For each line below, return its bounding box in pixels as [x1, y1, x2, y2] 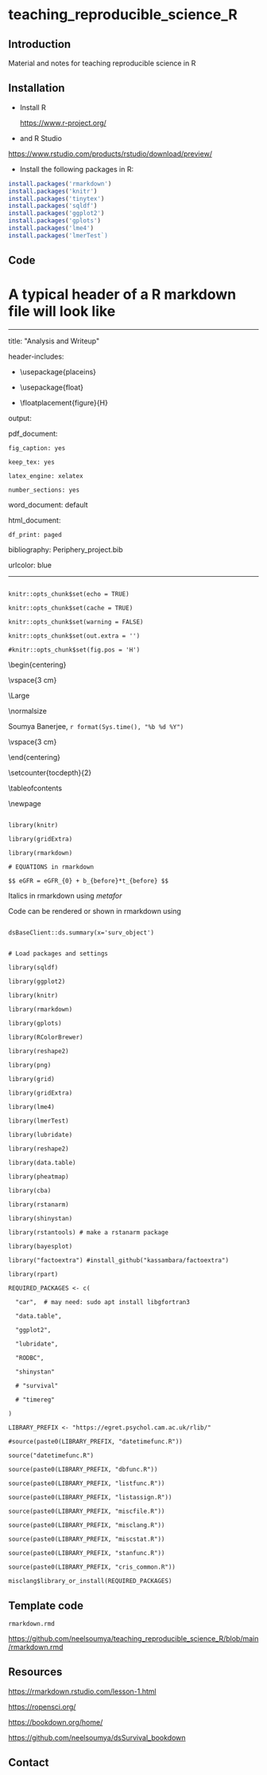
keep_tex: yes [8, 458, 56, 467]
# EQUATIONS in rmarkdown [8, 863, 94, 872]
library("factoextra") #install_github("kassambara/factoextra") [8, 1256, 229, 1264]
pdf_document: [8, 429, 58, 439]
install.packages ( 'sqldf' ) [8, 202, 98, 210]
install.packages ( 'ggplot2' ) [8, 210, 105, 217]
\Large [8, 691, 30, 700]
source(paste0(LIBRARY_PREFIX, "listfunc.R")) [8, 1479, 165, 1487]
